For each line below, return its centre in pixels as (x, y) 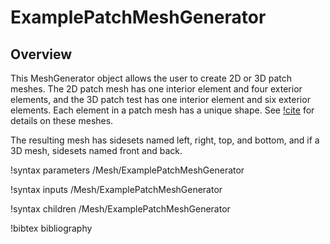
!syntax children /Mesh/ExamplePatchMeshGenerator (120, 209)
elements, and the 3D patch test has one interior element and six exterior (160, 99)
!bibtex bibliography (51, 228)
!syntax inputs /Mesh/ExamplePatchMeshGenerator (116, 189)
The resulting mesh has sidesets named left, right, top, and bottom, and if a (165, 140)
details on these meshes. (62, 120)
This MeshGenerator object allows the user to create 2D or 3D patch (151, 78)
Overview (41, 54)
